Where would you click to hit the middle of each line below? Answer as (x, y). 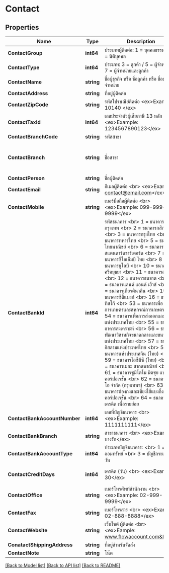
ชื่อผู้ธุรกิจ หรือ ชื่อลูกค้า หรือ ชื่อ (134, 79)
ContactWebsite (28, 530)
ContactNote (23, 553)
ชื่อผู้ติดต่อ (114, 178)
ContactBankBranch (32, 436)
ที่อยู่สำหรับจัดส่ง (120, 545)
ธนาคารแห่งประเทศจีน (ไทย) (132, 354)
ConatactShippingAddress (40, 545)
